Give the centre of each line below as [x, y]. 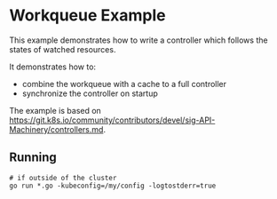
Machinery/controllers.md [56, 129]
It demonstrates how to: [52, 67]
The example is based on [55, 110]
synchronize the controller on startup [90, 93]
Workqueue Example [87, 16]
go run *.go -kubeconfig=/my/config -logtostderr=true [113, 186]
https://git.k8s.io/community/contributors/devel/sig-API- [112, 120]
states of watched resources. [63, 49]
